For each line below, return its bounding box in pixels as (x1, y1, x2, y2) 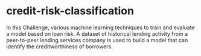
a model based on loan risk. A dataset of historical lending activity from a (6, 30, 188, 37)
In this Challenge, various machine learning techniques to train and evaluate (6, 24, 195, 31)
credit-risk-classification (6, 4, 135, 18)
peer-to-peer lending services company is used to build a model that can (6, 36, 188, 43)
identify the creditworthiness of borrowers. (6, 43, 113, 50)
